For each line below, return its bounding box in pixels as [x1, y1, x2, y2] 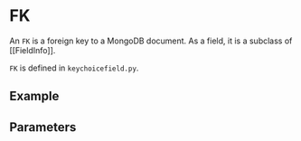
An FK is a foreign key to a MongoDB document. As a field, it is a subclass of [9, 35, 293, 46]
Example [9, 89, 60, 104]
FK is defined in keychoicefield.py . [9, 62, 139, 73]
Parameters [9, 119, 77, 135]
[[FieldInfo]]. [9, 44, 56, 55]
